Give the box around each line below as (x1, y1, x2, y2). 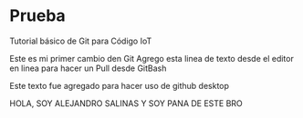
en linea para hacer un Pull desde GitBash (9, 63, 167, 74)
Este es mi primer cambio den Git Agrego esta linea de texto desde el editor (9, 53, 294, 64)
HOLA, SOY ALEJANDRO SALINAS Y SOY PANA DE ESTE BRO (9, 97, 244, 109)
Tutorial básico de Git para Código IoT (9, 35, 152, 46)
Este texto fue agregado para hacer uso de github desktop (9, 80, 230, 91)
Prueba (9, 5, 66, 26)
